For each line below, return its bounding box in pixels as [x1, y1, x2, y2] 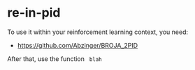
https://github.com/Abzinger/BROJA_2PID [17, 41, 138, 49]
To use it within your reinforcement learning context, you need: [7, 28, 189, 36]
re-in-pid [7, 5, 61, 21]
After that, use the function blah [7, 54, 103, 63]
